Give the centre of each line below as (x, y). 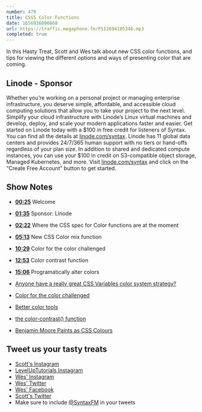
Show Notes (30, 187)
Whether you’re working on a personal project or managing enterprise (93, 98)
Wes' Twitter (31, 383)
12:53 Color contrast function (52, 260)
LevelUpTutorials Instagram (49, 370)
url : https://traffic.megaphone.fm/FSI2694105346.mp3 (75, 29)
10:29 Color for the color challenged (60, 249)
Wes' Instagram (34, 376)
